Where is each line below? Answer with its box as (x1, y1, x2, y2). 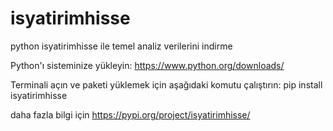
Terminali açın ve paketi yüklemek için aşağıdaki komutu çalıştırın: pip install (10, 78, 323, 91)
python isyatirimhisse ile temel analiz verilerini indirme (10, 40, 233, 52)
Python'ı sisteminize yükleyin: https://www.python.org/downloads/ (10, 59, 285, 71)
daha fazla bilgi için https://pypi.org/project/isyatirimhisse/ (10, 108, 251, 121)
